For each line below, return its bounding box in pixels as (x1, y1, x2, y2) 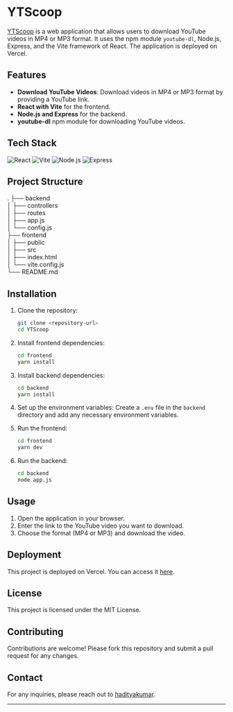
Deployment (7, 549, 62, 561)
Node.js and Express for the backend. (17, 110, 127, 118)
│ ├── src (7, 245, 37, 254)
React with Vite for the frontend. (17, 102, 111, 111)
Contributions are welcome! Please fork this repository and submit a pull (7, 644, 214, 652)
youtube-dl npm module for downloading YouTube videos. (17, 117, 185, 125)
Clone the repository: (17, 306, 78, 315)
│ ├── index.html (7, 253, 58, 261)
